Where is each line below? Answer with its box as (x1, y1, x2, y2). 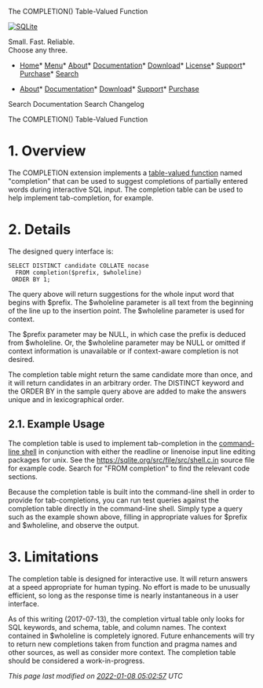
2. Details (8, 221, 71, 239)
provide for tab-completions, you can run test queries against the (8, 495, 220, 505)
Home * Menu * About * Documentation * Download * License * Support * (19, 60, 246, 70)
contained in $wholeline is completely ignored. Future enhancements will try (8, 631, 255, 640)
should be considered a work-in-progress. (8, 656, 145, 665)
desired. (8, 354, 35, 364)
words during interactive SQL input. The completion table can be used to (8, 185, 243, 194)
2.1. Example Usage (8, 418, 105, 431)
